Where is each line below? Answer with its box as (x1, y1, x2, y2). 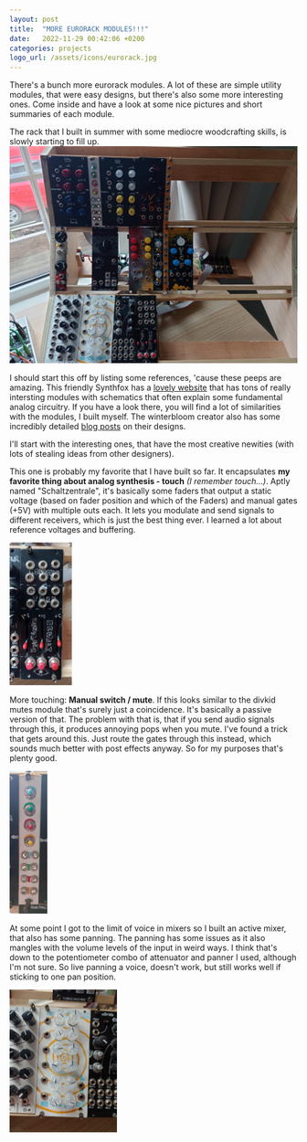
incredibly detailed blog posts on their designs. (9, 420, 186, 431)
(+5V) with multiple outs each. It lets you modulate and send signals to (9, 504, 275, 515)
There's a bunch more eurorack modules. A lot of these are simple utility (9, 79, 281, 90)
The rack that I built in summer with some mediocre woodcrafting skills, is (9, 126, 287, 137)
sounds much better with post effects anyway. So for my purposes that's (9, 743, 283, 754)
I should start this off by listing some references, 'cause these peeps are (9, 372, 282, 383)
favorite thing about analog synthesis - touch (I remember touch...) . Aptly (9, 475, 291, 486)
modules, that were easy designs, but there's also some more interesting (9, 90, 283, 100)
